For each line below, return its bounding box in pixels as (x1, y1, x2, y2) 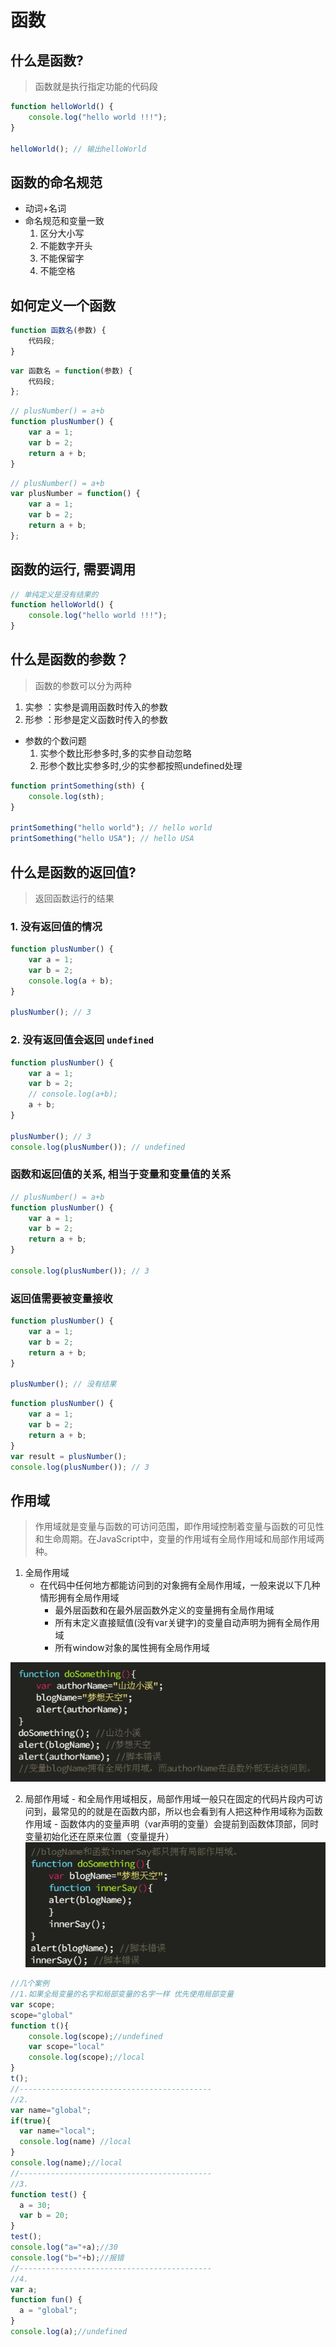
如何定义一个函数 (10, 297, 116, 314)
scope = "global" (10, 2010, 74, 2020)
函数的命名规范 (10, 174, 103, 191)
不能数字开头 (39, 240, 93, 252)
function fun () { (10, 2295, 83, 2305)
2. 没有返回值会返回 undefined (10, 1033, 155, 1047)
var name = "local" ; (19, 2126, 97, 2136)
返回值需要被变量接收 (10, 1291, 113, 1305)
